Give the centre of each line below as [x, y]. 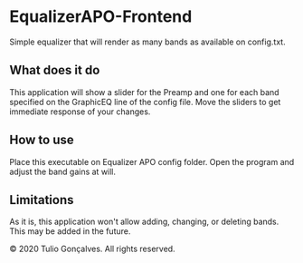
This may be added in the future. [70, 231]
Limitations [42, 200]
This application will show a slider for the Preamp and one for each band [144, 92]
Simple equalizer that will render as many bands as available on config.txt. [148, 42]
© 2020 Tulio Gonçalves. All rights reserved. [92, 249]
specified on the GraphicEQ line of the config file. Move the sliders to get [145, 102]
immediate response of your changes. [80, 112]
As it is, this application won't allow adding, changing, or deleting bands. [144, 222]
